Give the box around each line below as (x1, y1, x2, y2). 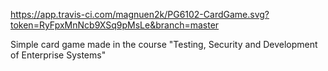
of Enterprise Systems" (10, 49, 107, 61)
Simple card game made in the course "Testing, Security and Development (10, 39, 318, 50)
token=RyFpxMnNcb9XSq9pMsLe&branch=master (10, 19, 220, 31)
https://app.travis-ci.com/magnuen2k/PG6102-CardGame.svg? (10, 9, 270, 20)
